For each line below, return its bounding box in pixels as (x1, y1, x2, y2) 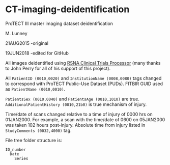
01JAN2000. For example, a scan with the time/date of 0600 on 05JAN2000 (5, 116, 165, 123)
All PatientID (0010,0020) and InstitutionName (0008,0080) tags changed (5, 75, 162, 81)
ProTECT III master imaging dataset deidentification (5, 20, 114, 26)
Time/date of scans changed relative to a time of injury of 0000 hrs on (5, 111, 153, 117)
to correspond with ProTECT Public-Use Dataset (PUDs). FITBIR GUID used (5, 80, 163, 87)
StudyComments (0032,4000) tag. (5, 127, 72, 133)
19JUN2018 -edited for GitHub (5, 50, 69, 56)
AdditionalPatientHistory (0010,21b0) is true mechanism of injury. (5, 101, 147, 107)
